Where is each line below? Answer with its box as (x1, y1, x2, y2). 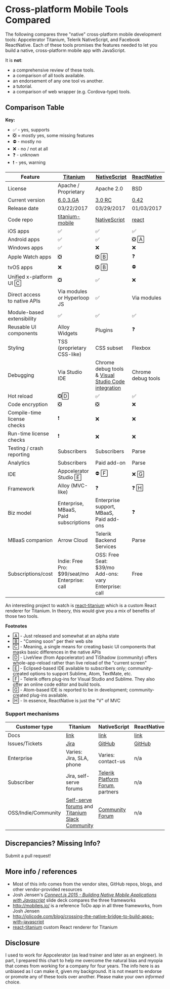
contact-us (98, 758, 125, 765)
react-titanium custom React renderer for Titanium (12, 924, 118, 930)
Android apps (8, 236, 40, 243)
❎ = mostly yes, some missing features (12, 132, 95, 138)
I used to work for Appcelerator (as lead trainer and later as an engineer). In (5, 952, 163, 958)
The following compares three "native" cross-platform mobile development (5, 31, 162, 37)
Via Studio (58, 368, 82, 375)
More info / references (5, 867, 77, 876)
